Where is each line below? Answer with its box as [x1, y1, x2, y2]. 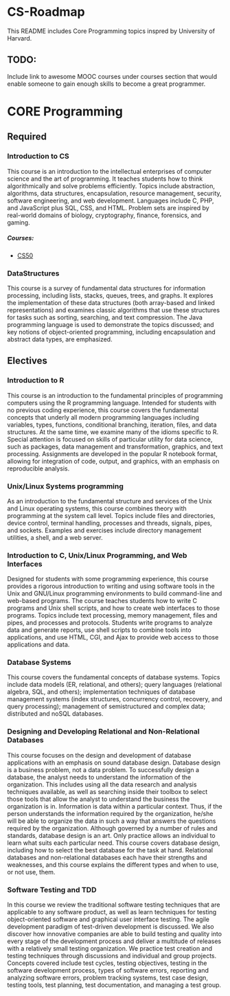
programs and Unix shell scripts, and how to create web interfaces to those [7, 604, 220, 612]
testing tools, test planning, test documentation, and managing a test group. [7, 981, 222, 989]
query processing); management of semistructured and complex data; [7, 702, 206, 711]
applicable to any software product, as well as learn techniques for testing [7, 908, 217, 916]
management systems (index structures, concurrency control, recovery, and [7, 695, 222, 703]
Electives [7, 355, 48, 367]
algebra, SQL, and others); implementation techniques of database [7, 688, 196, 696]
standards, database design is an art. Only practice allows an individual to [7, 831, 216, 839]
